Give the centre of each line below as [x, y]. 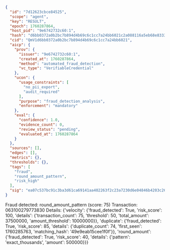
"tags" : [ [20, 167]
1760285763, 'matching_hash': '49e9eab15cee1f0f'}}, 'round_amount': [78, 231]
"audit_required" [41, 92]
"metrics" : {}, [26, 158]
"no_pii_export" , [41, 87]
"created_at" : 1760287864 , [47, 59]
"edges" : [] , [24, 153]
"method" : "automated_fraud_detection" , [62, 64]
